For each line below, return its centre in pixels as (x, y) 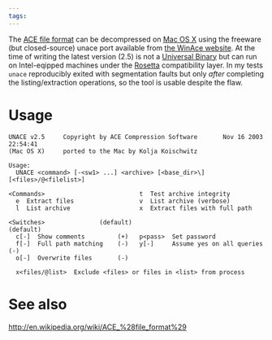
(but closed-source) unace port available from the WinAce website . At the (132, 48)
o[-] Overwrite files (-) (72, 258)
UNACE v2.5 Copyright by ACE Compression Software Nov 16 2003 (136, 137)
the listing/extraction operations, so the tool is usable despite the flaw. (126, 82)
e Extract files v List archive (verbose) (123, 201)
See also (38, 304)
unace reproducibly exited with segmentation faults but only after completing (136, 73)
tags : (17, 16)
